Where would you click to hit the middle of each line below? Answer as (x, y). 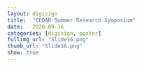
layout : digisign (33, 14)
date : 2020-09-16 (36, 27)
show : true (23, 53)
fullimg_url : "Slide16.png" (48, 40)
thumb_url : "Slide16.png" (45, 46)
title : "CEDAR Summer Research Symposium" (72, 20)
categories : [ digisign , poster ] (54, 33)
